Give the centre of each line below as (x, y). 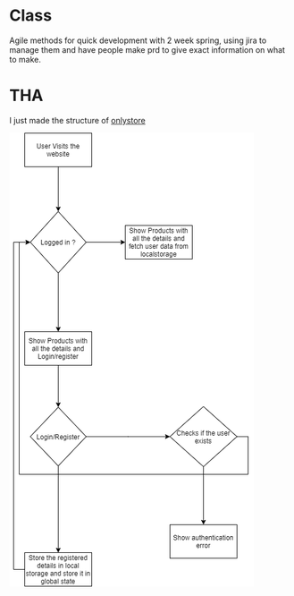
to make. (25, 59)
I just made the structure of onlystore (77, 120)
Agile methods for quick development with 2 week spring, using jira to (138, 40)
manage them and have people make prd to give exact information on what (147, 49)
